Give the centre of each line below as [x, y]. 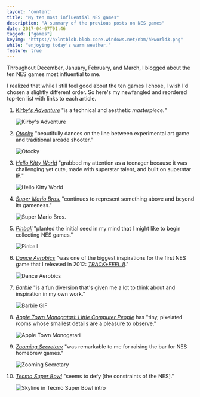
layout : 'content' [30, 12]
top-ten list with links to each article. [52, 98]
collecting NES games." [44, 235]
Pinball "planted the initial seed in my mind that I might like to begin [98, 228]
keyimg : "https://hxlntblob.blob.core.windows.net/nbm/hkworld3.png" [95, 40]
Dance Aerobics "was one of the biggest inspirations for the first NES [101, 257]
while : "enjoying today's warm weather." [59, 46]
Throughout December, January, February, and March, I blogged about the [99, 68]
